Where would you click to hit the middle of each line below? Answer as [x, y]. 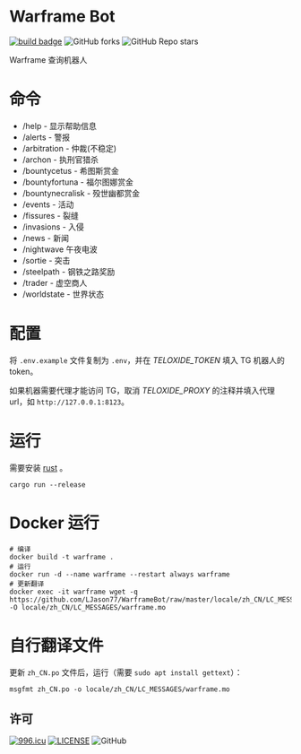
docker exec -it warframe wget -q [74, 592]
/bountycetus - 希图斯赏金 [70, 170]
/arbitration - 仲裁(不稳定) [69, 148]
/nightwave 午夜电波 [60, 249]
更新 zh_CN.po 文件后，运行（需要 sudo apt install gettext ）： [126, 672]
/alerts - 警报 [46, 137]
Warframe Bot [62, 17]
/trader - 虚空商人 [55, 282]
